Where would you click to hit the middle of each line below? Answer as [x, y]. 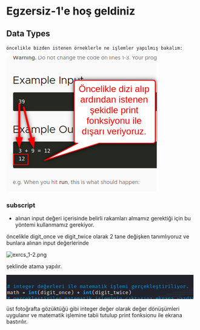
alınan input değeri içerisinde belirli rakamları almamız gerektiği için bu [103, 219]
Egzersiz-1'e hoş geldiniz [71, 11]
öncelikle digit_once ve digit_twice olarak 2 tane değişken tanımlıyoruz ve [98, 237]
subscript [21, 205]
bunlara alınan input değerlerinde [48, 243]
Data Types [28, 34]
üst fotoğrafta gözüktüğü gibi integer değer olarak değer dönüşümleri [93, 309]
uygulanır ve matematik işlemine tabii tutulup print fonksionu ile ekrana [94, 315]
